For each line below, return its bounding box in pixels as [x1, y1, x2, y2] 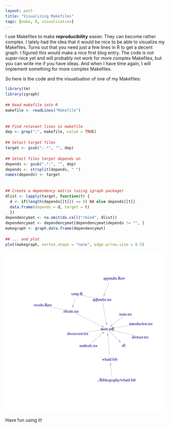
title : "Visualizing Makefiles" [5, 13, 74, 19]
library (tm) [5, 87, 31, 92]
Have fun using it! [5, 417, 42, 423]
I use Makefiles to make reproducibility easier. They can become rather [5, 34, 156, 40]
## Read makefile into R [5, 102, 58, 107]
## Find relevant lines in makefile [5, 124, 83, 129]
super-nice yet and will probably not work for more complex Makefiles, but [5, 55, 162, 61]
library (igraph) [5, 92, 40, 97]
